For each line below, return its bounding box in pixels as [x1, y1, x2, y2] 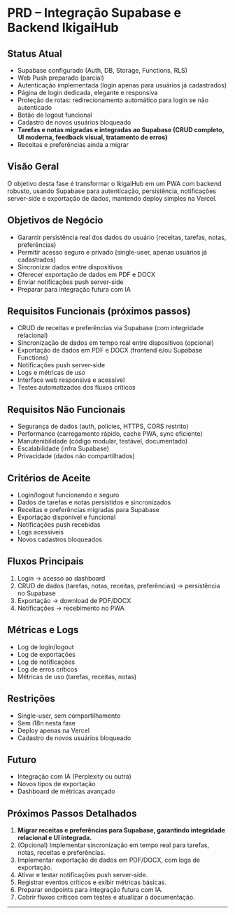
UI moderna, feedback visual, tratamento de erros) [17, 133, 168, 141]
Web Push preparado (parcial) [17, 73, 105, 82]
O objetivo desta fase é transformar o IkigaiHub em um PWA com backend [7, 179, 222, 187]
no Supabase [17, 589, 56, 597]
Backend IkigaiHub [7, 20, 119, 36]
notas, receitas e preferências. [17, 849, 106, 857]
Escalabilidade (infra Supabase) [17, 444, 110, 453]
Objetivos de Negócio [7, 215, 104, 227]
